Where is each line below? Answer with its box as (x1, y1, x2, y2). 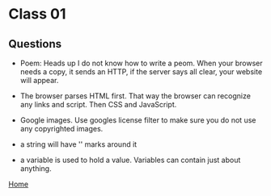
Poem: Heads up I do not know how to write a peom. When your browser (19, 58, 263, 68)
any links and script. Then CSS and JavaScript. (19, 100, 177, 109)
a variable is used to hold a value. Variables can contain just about (19, 155, 241, 165)
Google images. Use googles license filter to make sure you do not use (19, 115, 256, 125)
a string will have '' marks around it (19, 140, 138, 149)
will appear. (19, 76, 59, 85)
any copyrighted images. (19, 124, 104, 133)
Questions (8, 37, 62, 51)
